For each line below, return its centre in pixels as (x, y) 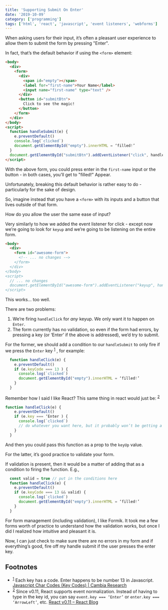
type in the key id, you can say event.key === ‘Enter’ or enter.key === (86, 597)
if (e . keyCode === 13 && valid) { (50, 493)
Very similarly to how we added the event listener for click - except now (79, 224)
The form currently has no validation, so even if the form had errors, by (85, 330)
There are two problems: (30, 309)
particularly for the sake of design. (41, 189)
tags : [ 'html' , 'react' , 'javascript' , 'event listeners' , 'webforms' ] (81, 24)
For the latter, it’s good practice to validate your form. (60, 454)
